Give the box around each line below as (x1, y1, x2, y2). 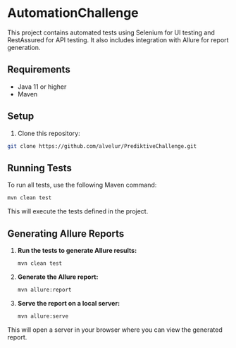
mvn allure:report (17, 286, 72, 293)
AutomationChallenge (7, 5, 139, 21)
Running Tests (7, 162, 72, 174)
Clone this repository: (17, 129, 80, 137)
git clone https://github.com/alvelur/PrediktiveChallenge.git (7, 142, 197, 149)
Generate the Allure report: (17, 273, 99, 281)
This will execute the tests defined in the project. (7, 207, 149, 216)
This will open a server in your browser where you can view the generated (7, 325, 223, 334)
